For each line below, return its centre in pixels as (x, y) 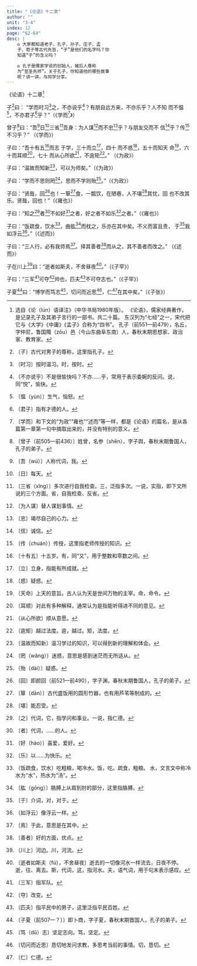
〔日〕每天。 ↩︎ (33, 473)
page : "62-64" (24, 33)
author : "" (20, 17)
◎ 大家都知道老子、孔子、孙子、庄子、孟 (59, 45)
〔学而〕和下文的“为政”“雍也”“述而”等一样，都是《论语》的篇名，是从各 (101, 421)
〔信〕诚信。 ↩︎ (33, 531)
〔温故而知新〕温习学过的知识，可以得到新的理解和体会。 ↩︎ (87, 643)
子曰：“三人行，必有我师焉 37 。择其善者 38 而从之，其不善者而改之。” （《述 (94, 246)
